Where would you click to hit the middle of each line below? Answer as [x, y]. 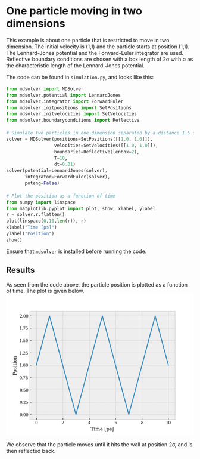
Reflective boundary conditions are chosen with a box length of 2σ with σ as [100, 59]
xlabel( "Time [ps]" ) [32, 227]
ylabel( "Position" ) [30, 234]
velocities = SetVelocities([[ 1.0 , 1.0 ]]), [106, 145]
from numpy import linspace [41, 202]
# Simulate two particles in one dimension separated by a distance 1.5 [98, 133]
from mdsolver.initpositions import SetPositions [69, 108]
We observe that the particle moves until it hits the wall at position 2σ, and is [99, 444]
